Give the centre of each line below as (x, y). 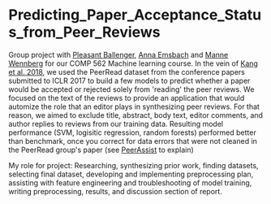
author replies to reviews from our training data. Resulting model (116, 124)
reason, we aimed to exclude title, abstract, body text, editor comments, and (136, 115)
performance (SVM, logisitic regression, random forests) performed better (133, 132)
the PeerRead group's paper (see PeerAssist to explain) (101, 150)
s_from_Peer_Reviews (84, 32)
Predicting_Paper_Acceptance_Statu (135, 15)
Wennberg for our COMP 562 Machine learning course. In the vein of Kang (133, 63)
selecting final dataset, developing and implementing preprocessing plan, (131, 174)
